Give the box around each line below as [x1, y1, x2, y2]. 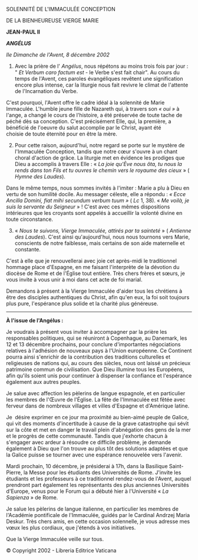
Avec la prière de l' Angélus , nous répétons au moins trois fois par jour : [14, 62, 189, 69]
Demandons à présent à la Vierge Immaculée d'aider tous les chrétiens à [6, 287, 183, 294]
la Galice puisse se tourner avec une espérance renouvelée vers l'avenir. [6, 451, 183, 458]
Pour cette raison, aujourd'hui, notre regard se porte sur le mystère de [14, 142, 185, 148]
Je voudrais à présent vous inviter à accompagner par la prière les [6, 329, 167, 335]
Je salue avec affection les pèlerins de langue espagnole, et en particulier [6, 390, 186, 397]
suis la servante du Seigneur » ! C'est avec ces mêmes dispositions [6, 203, 170, 210]
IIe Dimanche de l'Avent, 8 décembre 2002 [6, 51, 110, 58]
